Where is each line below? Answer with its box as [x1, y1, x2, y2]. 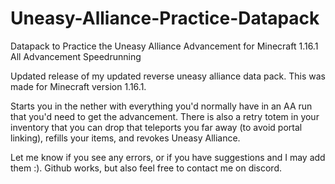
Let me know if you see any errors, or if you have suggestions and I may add [10, 151, 326, 163]
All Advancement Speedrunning [10, 50, 142, 62]
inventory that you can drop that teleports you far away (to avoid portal [10, 121, 303, 133]
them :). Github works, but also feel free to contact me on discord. [10, 162, 283, 174]
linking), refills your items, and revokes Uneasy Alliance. [10, 132, 241, 144]
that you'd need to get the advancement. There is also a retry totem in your [10, 110, 320, 122]
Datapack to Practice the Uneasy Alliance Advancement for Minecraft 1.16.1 [10, 40, 319, 52]
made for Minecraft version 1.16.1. [10, 80, 147, 92]
